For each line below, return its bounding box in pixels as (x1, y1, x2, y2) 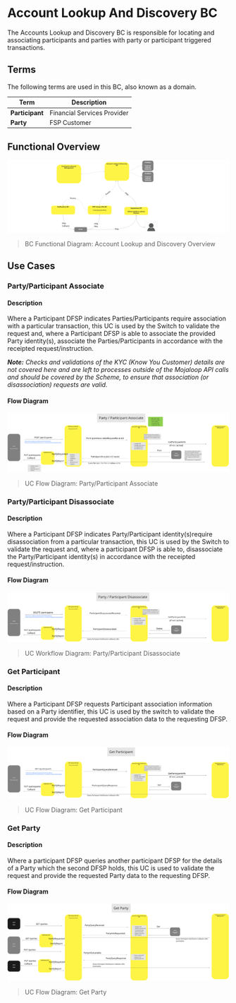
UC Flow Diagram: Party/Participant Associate (24, 479, 159, 488)
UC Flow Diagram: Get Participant (24, 805, 123, 814)
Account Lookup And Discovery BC (7, 5, 218, 21)
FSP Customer (49, 118, 92, 126)
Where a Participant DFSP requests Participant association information (7, 699, 213, 708)
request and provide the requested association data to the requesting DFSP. (7, 714, 228, 723)
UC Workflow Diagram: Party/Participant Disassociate (24, 649, 181, 657)
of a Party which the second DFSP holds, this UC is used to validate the (7, 863, 215, 872)
